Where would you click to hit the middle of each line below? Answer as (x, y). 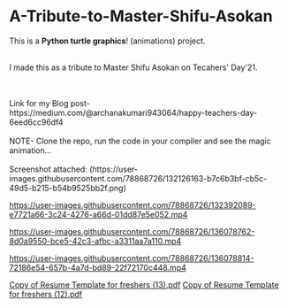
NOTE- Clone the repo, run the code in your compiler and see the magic (140, 141)
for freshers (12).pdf (45, 294)
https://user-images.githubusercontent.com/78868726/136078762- (132, 231)
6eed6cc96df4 (36, 122)
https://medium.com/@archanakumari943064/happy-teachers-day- (133, 112)
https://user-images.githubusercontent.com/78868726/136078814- (132, 258)
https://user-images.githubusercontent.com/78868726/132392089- (133, 204)
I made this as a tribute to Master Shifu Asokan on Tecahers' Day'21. (133, 67)
